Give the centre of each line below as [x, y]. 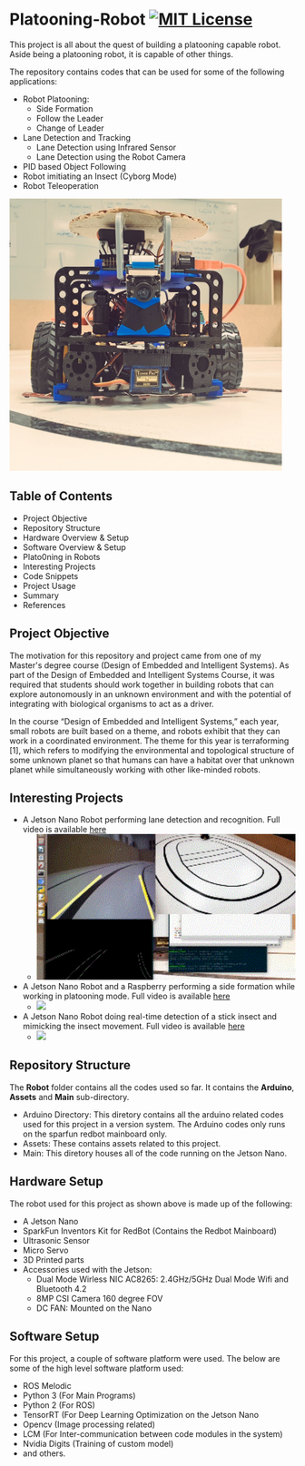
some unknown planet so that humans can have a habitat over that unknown [152, 760]
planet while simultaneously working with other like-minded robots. [135, 769]
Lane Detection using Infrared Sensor [106, 147]
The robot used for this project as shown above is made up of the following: [151, 1204]
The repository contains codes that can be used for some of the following [147, 72]
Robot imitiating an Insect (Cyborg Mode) [99, 176]
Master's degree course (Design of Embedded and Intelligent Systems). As [149, 665]
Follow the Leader [70, 118]
